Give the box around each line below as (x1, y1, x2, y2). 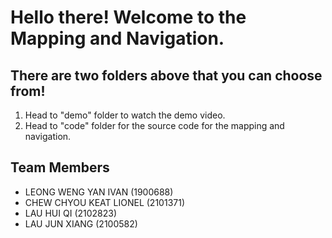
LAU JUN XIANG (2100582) (24, 217, 138, 230)
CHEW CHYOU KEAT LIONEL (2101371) (24, 196, 185, 208)
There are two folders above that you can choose (10, 67, 323, 84)
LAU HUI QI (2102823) (24, 207, 118, 219)
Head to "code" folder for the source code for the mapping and (24, 120, 285, 131)
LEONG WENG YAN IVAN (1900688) (24, 186, 174, 198)
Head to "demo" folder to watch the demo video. (24, 109, 226, 121)
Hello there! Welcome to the (10, 6, 247, 29)
